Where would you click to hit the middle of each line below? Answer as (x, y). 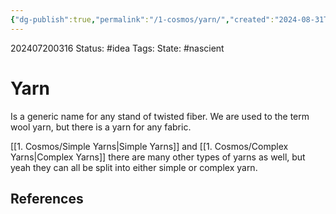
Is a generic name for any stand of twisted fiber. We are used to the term (160, 116)
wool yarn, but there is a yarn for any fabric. (101, 127)
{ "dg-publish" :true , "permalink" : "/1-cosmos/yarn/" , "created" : (142, 19)
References (47, 198)
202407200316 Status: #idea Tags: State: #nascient (117, 48)
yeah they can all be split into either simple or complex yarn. (134, 167)
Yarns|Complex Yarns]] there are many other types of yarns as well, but (158, 157)
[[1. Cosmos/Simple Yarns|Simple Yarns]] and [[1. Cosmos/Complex (149, 146)
